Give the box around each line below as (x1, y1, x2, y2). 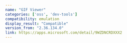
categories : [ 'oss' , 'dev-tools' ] (5, 12, 78, 17)
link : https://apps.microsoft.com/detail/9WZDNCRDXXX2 (5, 30, 122, 35)
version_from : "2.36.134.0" (5, 26, 64, 31)
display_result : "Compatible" (5, 21, 69, 26)
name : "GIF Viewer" (5, 7, 46, 12)
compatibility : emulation (5, 16, 59, 21)
